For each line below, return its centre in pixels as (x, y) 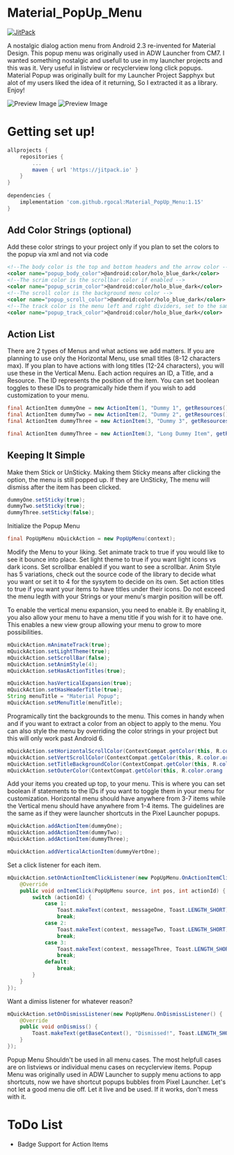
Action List (31, 334)
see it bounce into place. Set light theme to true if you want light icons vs (112, 559)
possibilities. (25, 633)
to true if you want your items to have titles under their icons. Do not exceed (116, 589)
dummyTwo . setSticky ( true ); (46, 506)
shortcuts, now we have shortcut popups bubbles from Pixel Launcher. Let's (117, 1082)
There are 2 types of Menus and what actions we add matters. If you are (111, 351)
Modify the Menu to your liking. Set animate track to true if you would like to (116, 552)
